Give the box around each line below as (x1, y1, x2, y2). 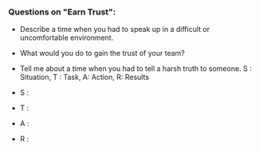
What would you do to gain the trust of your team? (19, 49, 185, 58)
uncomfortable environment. (19, 33, 114, 42)
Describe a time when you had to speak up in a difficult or (19, 25, 210, 34)
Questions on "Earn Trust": (8, 6, 116, 18)
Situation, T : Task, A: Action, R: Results (19, 73, 150, 82)
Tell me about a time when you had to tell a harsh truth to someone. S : (19, 64, 253, 73)
